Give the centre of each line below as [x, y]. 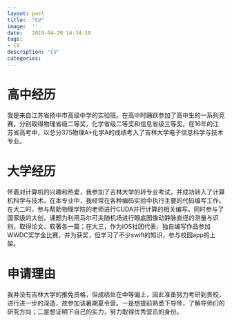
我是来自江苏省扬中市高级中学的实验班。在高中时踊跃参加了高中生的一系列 [113, 115]
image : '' [23, 26]
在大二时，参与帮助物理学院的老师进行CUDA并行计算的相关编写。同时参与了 [116, 209]
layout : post [26, 13]
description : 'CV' [33, 52]
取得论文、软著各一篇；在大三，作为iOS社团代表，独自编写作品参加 [115, 226]
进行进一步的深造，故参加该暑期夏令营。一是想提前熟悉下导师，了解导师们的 [116, 303]
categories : [24, 59]
